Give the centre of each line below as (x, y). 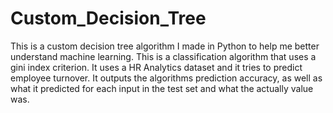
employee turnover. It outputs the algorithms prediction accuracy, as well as (166, 78)
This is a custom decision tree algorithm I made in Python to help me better (165, 46)
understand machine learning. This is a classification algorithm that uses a (163, 56)
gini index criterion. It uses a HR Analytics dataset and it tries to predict (156, 67)
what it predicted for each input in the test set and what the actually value (162, 88)
